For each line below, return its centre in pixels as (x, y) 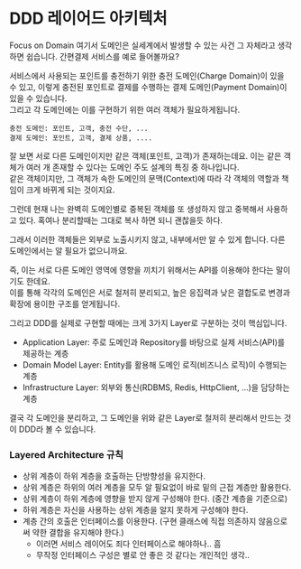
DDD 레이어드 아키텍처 (89, 19)
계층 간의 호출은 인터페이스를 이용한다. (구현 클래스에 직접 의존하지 (139, 521)
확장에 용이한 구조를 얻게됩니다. (65, 303)
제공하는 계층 (46, 353)
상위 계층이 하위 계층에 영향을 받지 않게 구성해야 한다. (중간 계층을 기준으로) (155, 499)
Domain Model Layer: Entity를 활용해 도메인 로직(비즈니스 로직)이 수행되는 (155, 364)
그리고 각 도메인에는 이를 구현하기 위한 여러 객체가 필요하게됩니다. (125, 109)
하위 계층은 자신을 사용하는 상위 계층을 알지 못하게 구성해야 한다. (135, 510)
